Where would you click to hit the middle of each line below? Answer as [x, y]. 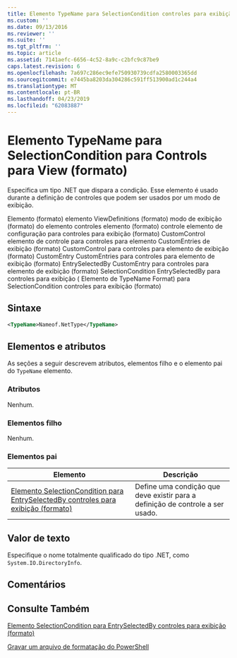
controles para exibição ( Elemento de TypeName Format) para [99, 279]
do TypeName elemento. [40, 371]
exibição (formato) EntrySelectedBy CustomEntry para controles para [108, 263]
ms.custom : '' [28, 20]
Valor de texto [39, 538]
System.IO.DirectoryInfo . [45, 563]
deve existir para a [165, 496]
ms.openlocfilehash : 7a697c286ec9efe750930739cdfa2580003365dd [102, 73]
